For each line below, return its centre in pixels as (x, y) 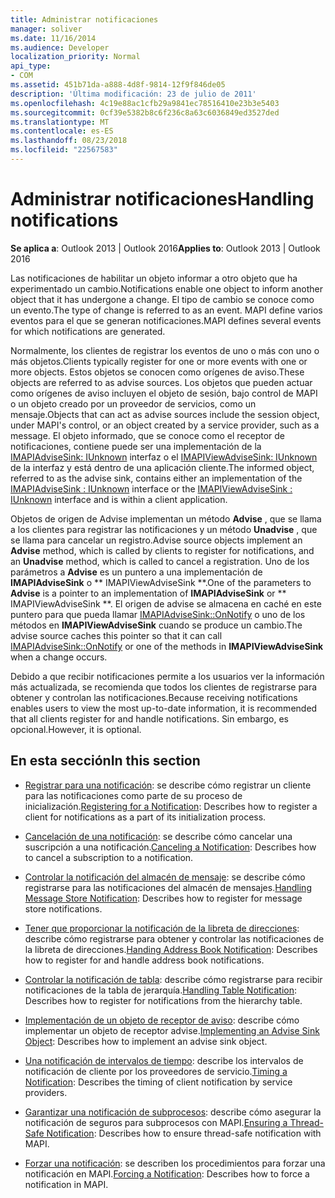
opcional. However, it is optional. (76, 729)
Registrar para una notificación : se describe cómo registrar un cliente (168, 785)
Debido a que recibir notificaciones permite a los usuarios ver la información (167, 676)
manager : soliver (46, 29)
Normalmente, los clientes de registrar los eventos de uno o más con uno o (165, 350)
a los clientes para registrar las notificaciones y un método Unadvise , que (164, 529)
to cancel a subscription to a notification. (109, 857)
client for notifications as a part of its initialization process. (145, 817)
